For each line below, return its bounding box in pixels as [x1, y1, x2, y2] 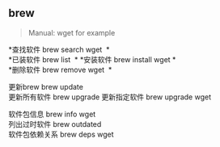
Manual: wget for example [27, 27, 116, 37]
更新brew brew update [8, 82, 83, 91]
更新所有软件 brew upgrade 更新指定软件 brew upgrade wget [8, 92, 212, 102]
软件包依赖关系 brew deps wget [8, 129, 115, 139]
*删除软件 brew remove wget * [8, 65, 112, 74]
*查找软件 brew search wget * [8, 44, 111, 54]
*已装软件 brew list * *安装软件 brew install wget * [8, 54, 176, 64]
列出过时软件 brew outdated [8, 119, 102, 128]
